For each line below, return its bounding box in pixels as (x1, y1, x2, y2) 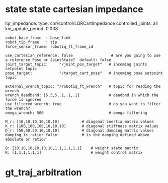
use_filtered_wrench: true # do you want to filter (5, 101, 161, 106)
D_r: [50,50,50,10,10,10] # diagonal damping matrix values (5, 128, 154, 133)
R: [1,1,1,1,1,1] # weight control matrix (5, 150, 143, 155)
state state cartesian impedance (5, 4, 143, 15)
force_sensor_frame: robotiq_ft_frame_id (5, 44, 94, 49)
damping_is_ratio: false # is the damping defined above (5, 132, 150, 137)
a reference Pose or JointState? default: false (5, 57, 112, 63)
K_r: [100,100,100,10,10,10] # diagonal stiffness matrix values (5, 124, 158, 129)
